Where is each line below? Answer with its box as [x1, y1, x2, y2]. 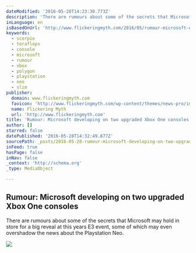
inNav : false [6, 155, 38, 161]
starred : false [6, 128, 43, 134]
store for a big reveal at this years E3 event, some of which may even [6, 223, 172, 230]
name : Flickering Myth [11, 106, 66, 112]
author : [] [6, 122, 33, 128]
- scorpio [11, 36, 35, 41]
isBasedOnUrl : [6, 24, 41, 31]
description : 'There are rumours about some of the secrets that [6, 14, 168, 20]
